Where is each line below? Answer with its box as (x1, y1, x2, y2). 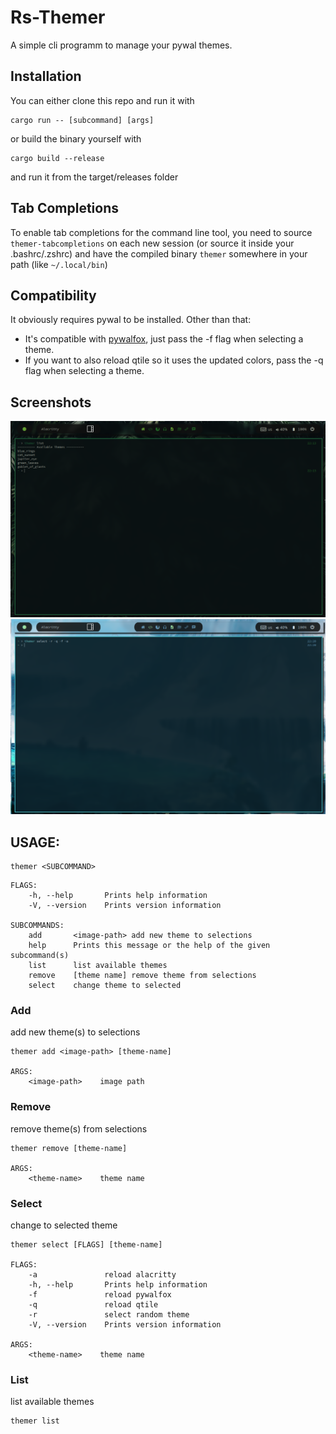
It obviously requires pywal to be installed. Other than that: (10, 314, 252, 326)
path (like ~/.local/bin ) (10, 258, 108, 270)
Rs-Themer (10, 6, 106, 29)
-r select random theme (28, 1309, 190, 1320)
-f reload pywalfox (28, 1289, 172, 1300)
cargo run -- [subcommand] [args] (10, 115, 155, 125)
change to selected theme (10, 1219, 118, 1231)
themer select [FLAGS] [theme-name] (10, 1239, 163, 1250)
